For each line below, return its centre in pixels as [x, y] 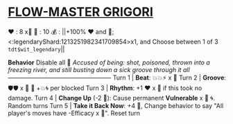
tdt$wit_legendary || [36, 48]
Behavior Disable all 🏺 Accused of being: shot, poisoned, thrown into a [109, 62]
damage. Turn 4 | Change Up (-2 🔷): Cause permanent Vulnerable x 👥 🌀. [112, 98]
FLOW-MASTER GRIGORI [80, 12]
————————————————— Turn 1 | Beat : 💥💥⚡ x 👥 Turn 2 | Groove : [117, 78]
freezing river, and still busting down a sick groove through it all [99, 69]
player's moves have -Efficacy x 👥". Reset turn [74, 113]
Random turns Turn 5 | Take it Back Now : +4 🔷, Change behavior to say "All [116, 105]
